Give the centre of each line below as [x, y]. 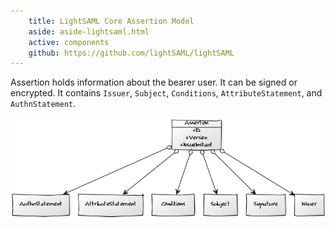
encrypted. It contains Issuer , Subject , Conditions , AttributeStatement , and [166, 93]
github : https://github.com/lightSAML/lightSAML [131, 53]
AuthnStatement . [43, 104]
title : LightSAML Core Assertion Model [111, 21]
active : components [69, 42]
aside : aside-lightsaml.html [89, 31]
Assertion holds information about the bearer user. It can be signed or [154, 82]
